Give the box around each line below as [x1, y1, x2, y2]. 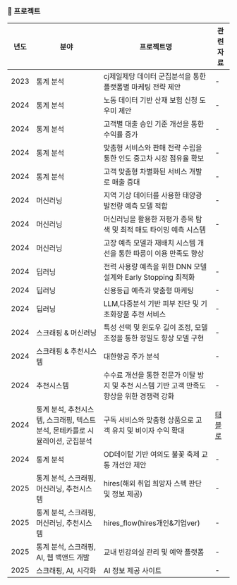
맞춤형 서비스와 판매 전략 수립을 [103, 143, 202, 153]
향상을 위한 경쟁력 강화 [103, 391, 175, 401]
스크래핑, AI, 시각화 [36, 566, 97, 576]
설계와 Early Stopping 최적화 [103, 273, 195, 283]
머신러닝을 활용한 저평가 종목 [103, 214, 194, 224]
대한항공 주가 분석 [103, 352, 160, 362]
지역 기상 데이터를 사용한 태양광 [103, 190, 202, 200]
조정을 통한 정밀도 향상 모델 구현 [103, 333, 205, 343]
